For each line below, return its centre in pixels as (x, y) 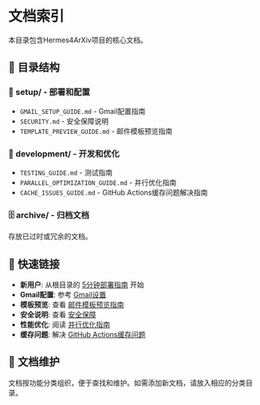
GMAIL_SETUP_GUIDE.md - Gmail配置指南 (83, 111)
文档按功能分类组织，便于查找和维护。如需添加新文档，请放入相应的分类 (127, 383)
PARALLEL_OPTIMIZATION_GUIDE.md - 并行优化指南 (98, 182)
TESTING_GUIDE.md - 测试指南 (66, 172)
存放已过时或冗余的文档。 (50, 237)
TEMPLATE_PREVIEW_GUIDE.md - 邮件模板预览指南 (96, 131)
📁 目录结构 (34, 67)
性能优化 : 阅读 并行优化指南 (65, 324)
